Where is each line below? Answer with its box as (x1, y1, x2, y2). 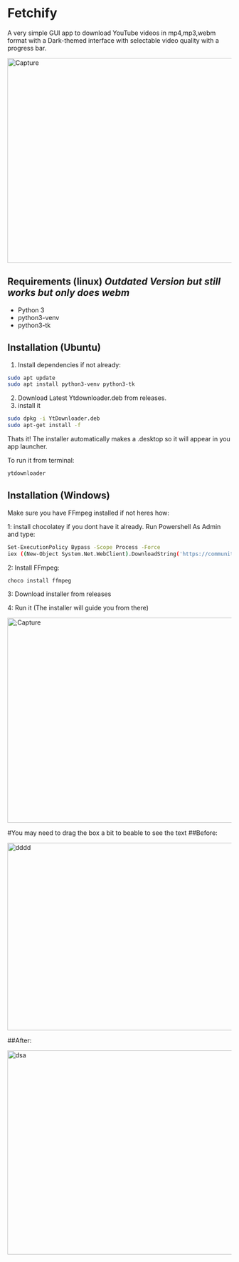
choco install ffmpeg (7, 577, 72, 584)
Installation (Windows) (7, 490, 110, 502)
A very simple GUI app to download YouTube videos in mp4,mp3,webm (7, 29, 216, 37)
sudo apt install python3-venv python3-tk (7, 381, 135, 388)
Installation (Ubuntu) (7, 342, 101, 354)
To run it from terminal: (7, 456, 75, 465)
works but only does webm (7, 287, 130, 299)
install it (17, 401, 41, 410)
